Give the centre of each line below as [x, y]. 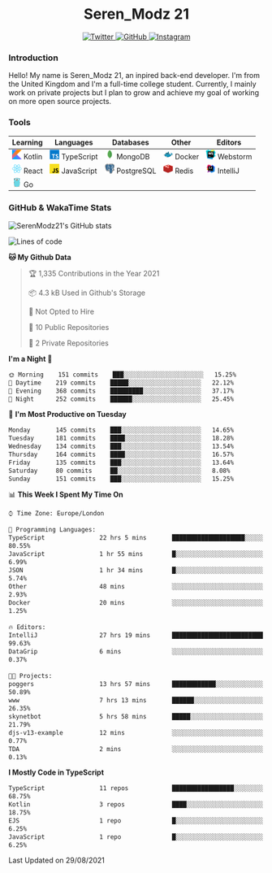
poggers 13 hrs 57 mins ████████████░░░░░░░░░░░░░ [136, 684]
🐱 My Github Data [40, 257]
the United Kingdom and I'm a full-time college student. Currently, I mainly [133, 84]
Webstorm [235, 157]
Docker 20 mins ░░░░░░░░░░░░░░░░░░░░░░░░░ [136, 602]
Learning [27, 142]
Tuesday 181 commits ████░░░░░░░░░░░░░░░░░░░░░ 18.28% [121, 438]
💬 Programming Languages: [52, 529]
